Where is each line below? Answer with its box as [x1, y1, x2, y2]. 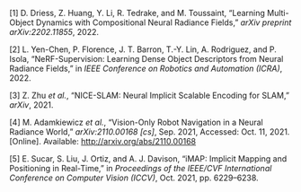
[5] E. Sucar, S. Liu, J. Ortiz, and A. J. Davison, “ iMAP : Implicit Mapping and [9, 153, 288, 164]
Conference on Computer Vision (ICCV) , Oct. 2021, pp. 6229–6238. [9, 172, 259, 183]
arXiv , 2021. [9, 100, 54, 110]
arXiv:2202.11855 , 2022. [9, 27, 100, 37]
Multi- [266, 8, 289, 18]
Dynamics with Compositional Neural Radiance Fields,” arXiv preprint [35, 17, 292, 28]
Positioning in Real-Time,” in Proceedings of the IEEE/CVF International [9, 163, 272, 173]
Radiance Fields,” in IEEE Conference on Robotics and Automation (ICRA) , [9, 63, 283, 74]
